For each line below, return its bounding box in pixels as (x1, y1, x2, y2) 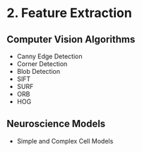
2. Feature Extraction (6, 5, 132, 21)
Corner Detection (16, 60, 68, 68)
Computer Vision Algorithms (6, 33, 136, 45)
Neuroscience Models (6, 118, 106, 130)
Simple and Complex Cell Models (16, 136, 114, 145)
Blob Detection (16, 67, 61, 75)
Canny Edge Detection (16, 52, 83, 60)
